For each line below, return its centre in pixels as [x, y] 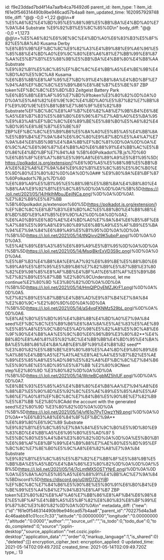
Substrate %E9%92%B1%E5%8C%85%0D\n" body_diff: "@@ [88, 28]
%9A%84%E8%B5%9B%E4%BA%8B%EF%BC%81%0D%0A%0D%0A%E [81, 142]
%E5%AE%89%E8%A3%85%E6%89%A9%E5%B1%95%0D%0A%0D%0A [82, 246]
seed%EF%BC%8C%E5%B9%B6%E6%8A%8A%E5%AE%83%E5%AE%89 [82, 324]
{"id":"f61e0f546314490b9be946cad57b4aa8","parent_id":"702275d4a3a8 [81, 511]
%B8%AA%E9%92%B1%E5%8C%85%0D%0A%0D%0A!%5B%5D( [74, 189]
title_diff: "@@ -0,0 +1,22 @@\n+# [40, 17]
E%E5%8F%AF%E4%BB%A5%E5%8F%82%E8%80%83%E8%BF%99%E [81, 500]
